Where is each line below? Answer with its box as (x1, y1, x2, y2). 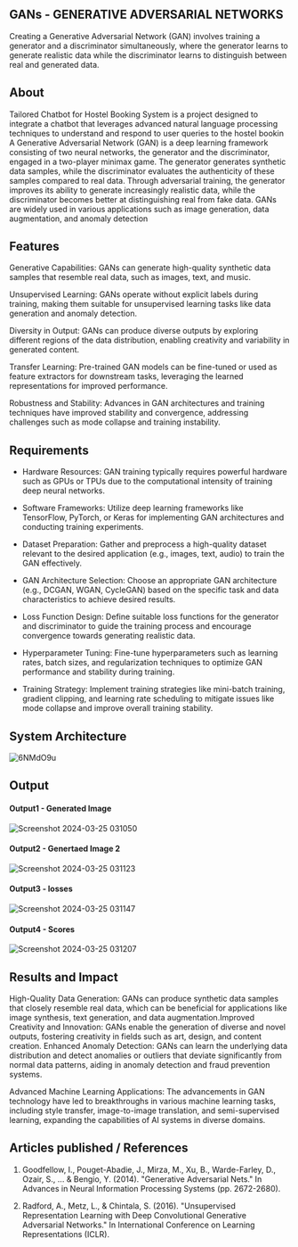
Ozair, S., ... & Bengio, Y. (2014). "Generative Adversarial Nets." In (21, 1173, 262, 1185)
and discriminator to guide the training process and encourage (21, 621, 252, 632)
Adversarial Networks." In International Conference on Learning (21, 1219, 255, 1230)
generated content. (9, 344, 80, 355)
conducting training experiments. (21, 522, 144, 533)
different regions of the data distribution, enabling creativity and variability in (9, 334, 290, 346)
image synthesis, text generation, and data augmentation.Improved (9, 1012, 255, 1023)
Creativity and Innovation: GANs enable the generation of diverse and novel (9, 1021, 286, 1033)
